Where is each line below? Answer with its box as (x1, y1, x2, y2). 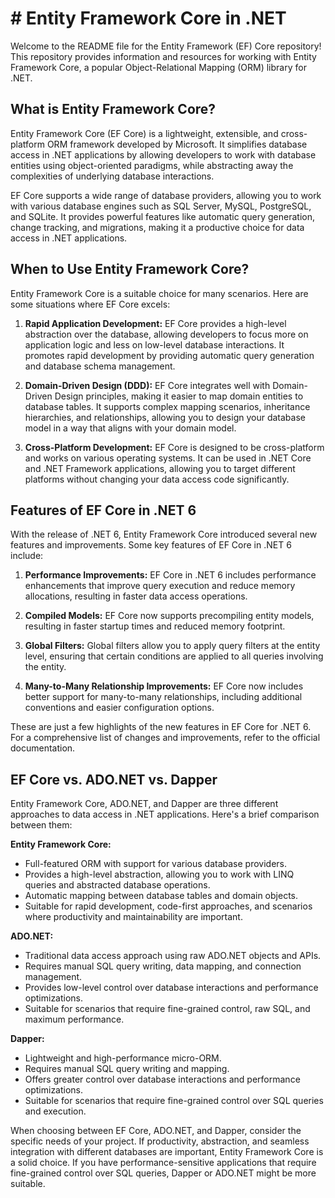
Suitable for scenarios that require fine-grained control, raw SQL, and (24, 1003, 311, 1015)
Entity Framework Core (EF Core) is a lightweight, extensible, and (10, 127, 279, 139)
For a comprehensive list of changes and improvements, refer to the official (10, 732, 321, 744)
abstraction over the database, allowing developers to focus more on (24, 328, 309, 340)
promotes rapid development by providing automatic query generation (24, 349, 315, 361)
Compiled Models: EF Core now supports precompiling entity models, (24, 610, 315, 622)
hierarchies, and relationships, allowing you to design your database (24, 411, 306, 423)
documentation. (10, 742, 76, 754)
